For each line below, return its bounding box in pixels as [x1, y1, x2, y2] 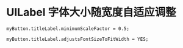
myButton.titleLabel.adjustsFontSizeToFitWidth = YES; [6, 36, 149, 42]
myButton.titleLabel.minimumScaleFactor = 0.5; [6, 25, 130, 32]
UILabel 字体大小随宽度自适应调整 [6, 5, 176, 19]
